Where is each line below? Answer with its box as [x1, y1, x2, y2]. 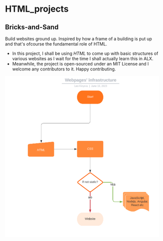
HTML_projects [5, 3, 69, 15]
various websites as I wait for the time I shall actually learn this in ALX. [12, 56, 154, 62]
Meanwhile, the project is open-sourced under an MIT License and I [12, 61, 149, 66]
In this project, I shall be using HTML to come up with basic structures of [12, 50, 159, 56]
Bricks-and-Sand [5, 23, 59, 31]
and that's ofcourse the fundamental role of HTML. [5, 41, 107, 47]
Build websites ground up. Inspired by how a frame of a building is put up [5, 36, 152, 42]
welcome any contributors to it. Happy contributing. [12, 66, 116, 72]
